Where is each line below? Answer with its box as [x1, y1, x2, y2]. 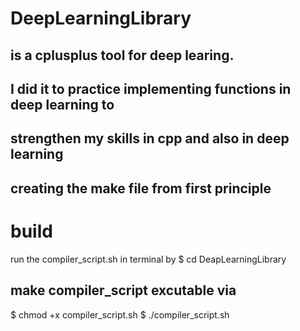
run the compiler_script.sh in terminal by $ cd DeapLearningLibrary [10, 253, 287, 265]
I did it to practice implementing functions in [10, 80, 292, 97]
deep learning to [10, 96, 115, 113]
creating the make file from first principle [10, 180, 272, 197]
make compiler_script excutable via [10, 282, 237, 299]
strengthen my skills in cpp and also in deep [10, 130, 290, 147]
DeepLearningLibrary [10, 7, 192, 30]
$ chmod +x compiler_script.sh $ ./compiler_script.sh [10, 308, 230, 321]
